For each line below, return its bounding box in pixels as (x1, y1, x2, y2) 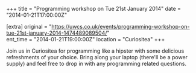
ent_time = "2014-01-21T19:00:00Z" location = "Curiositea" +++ (6, 36, 165, 42)
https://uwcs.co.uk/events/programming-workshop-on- (51, 23, 190, 30)
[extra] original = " (6, 23, 52, 30)
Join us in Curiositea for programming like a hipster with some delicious (6, 47, 185, 54)
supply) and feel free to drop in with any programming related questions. (6, 60, 187, 67)
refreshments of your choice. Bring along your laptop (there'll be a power (6, 54, 188, 60)
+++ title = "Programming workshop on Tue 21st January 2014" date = (6, 5, 182, 12)
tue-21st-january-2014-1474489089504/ (6, 29, 107, 36)
